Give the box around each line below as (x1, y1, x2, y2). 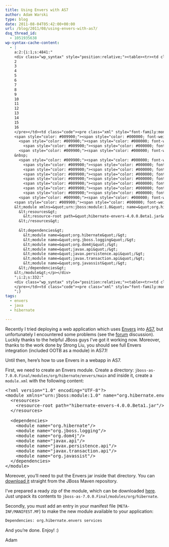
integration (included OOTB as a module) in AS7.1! (5, 347, 108, 353)
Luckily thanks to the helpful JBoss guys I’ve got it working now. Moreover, (5, 337, 160, 343)
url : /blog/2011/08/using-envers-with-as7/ (5, 26, 98, 31)
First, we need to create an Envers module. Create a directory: (5, 367, 134, 373)
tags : (5, 294, 17, 299)
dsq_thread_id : (5, 31, 37, 36)
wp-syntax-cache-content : (5, 40, 59, 45)
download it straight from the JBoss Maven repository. (5, 478, 118, 484)
